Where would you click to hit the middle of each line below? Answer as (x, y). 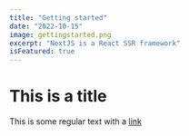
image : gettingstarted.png (60, 34)
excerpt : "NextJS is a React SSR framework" (95, 43)
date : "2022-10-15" (46, 26)
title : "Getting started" (58, 18)
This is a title (58, 97)
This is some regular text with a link (76, 121)
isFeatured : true (42, 52)
